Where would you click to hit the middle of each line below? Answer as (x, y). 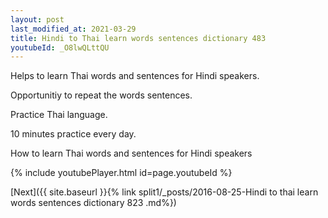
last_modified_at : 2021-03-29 (73, 29)
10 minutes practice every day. (73, 134)
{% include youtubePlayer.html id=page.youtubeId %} (121, 173)
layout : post (37, 19)
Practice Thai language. (59, 115)
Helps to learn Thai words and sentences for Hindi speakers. (135, 76)
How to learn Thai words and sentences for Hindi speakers (131, 153)
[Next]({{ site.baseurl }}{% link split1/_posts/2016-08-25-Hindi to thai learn (164, 192)
